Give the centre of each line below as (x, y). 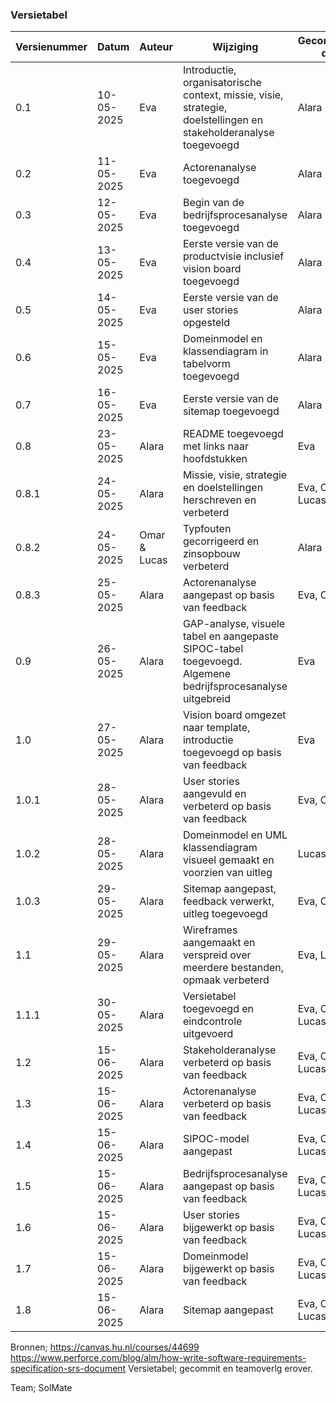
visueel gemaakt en (228, 860)
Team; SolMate (41, 1388)
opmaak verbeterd (226, 980)
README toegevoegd (233, 434)
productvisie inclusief (233, 256)
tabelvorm (206, 364)
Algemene (207, 674)
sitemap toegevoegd (231, 411)
